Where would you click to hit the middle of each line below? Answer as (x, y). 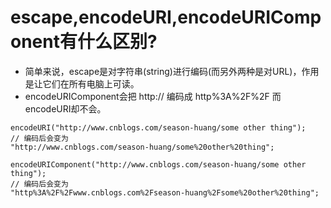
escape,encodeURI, (94, 17)
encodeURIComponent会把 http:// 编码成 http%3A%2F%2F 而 (153, 96)
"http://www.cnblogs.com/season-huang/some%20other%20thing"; (142, 147)
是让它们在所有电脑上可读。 (82, 83)
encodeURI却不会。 (65, 108)
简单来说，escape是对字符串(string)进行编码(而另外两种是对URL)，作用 (172, 71)
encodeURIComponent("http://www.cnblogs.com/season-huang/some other (158, 164)
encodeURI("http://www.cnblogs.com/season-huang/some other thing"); (158, 127)
